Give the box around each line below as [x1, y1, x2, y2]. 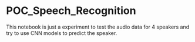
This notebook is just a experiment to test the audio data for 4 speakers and [6, 23, 190, 30]
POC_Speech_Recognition [6, 4, 136, 17]
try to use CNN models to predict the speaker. [6, 29, 117, 36]
